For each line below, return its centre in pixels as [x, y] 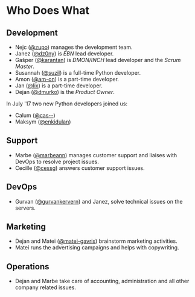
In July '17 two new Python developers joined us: [67, 104]
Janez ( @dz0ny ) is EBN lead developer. [64, 54]
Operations [28, 267]
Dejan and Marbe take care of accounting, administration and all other [102, 281]
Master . [25, 66]
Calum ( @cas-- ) [35, 115]
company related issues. [46, 287]
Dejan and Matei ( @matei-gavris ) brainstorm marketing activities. [96, 241]
